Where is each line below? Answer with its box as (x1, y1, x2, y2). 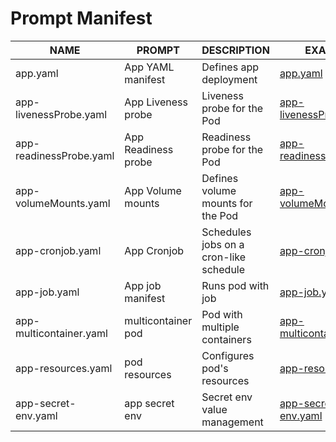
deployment (201, 72, 258, 86)
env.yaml (15, 408, 58, 422)
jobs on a (201, 237, 245, 251)
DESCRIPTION (201, 43, 270, 57)
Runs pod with (201, 278, 270, 292)
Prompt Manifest (10, 7, 153, 30)
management (201, 415, 264, 429)
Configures (201, 348, 255, 362)
